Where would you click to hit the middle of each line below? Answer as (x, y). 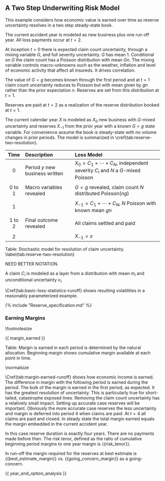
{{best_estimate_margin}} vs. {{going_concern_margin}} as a (67, 459)
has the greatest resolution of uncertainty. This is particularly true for (75, 393)
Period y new (40, 167)
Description (39, 155)
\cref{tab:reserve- (134, 137)
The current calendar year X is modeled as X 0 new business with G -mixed (80, 120)
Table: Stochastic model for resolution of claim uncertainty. (65, 249)
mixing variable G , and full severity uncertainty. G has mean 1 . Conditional (80, 54)
